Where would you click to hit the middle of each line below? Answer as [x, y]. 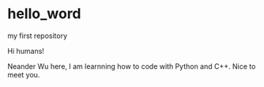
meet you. [24, 74]
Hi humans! [26, 51]
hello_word [44, 14]
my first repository [38, 36]
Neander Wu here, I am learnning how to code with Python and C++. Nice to [132, 66]
